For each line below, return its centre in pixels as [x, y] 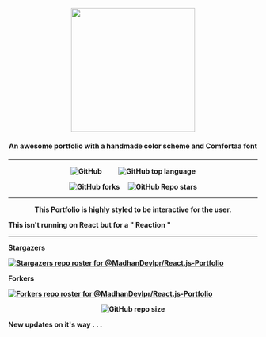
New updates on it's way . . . [55, 324]
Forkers [21, 278]
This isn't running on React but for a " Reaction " [90, 225]
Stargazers [27, 248]
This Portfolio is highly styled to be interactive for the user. [133, 209]
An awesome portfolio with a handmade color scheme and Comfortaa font [133, 146]
